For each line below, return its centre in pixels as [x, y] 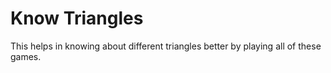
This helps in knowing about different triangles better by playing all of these [166, 46]
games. [26, 56]
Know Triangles [77, 18]
